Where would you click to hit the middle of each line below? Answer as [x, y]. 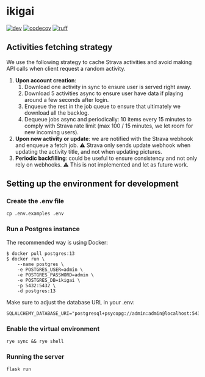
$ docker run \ [26, 259]
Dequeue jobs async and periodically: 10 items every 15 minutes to [108, 119]
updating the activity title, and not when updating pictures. [89, 151]
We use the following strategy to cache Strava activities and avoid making [99, 62]
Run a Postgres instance [43, 229]
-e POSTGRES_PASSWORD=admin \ [56, 275]
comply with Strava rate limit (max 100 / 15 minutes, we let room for [109, 126]
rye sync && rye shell [35, 342]
